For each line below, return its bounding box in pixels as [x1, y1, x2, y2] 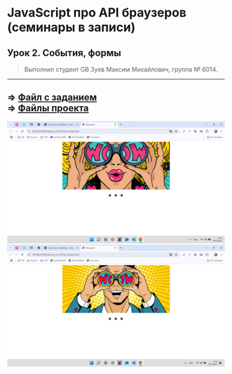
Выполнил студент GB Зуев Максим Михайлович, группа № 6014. [23, 66, 218, 73]
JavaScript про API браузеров [7, 5, 186, 21]
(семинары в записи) [7, 19, 136, 35]
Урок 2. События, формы [7, 47, 122, 59]
